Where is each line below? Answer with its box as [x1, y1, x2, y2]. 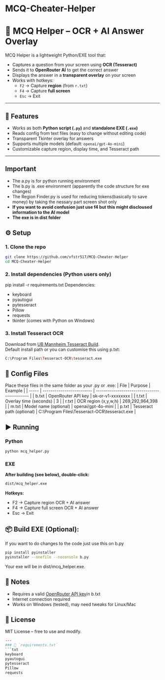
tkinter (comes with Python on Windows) [12, 318, 95, 324]
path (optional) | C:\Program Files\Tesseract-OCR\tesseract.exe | [5, 409, 136, 415]
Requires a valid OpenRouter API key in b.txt [12, 591, 101, 597]
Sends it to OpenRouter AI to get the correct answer [12, 67, 119, 73]
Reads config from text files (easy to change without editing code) [12, 130, 146, 136]
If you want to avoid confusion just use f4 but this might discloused [12, 204, 152, 210]
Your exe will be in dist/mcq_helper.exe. [5, 563, 85, 569]
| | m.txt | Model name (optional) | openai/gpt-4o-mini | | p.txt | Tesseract [5, 403, 153, 409]
